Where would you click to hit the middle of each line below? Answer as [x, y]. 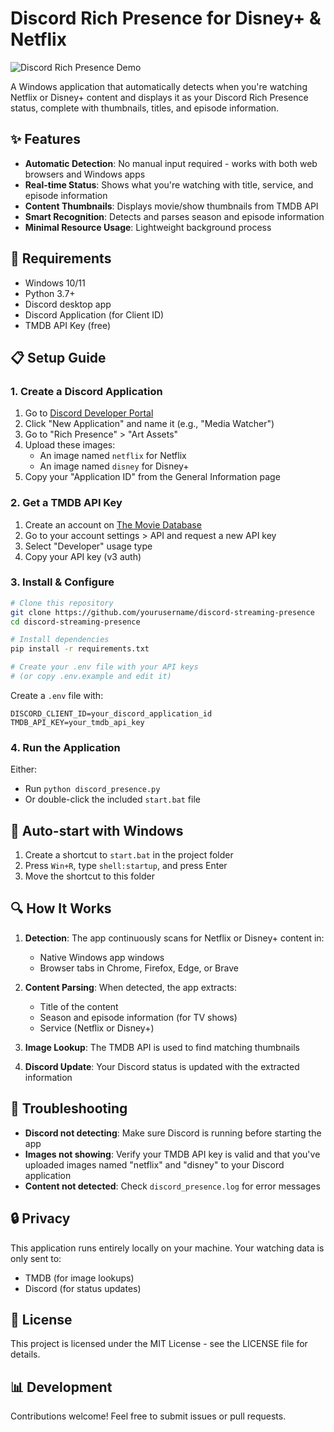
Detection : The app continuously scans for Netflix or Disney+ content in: [174, 938]
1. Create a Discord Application [86, 391]
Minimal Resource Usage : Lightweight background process [148, 227]
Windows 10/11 [55, 283]
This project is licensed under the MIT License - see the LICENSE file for [159, 1344]
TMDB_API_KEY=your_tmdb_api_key [77, 722]
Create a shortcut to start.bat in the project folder [129, 855]
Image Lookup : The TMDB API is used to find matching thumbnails [162, 1047]
